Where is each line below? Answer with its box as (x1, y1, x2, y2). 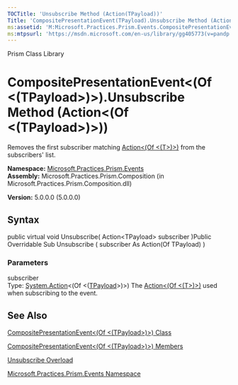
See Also (7, 309, 47, 321)
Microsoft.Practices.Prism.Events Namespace (7, 369, 141, 378)
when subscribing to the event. (7, 289, 98, 298)
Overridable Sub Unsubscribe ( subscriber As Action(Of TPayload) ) (7, 240, 205, 248)
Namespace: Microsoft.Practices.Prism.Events (7, 164, 144, 173)
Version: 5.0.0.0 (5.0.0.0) (7, 193, 81, 202)
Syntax (7, 213, 40, 225)
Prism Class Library (7, 50, 64, 58)
